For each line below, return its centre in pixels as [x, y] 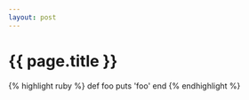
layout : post [32, 17]
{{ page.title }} [63, 61]
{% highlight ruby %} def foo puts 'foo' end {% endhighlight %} [124, 86]
